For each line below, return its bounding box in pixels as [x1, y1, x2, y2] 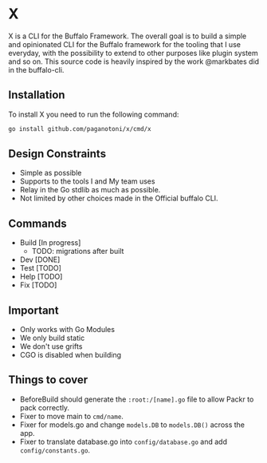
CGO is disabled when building [19, 350, 122, 360]
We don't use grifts [19, 342, 83, 351]
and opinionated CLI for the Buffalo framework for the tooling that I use [8, 39, 241, 49]
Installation [8, 89, 65, 102]
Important [8, 303, 59, 317]
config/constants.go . [19, 445, 90, 455]
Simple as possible [19, 168, 82, 178]
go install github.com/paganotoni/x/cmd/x [8, 125, 151, 133]
